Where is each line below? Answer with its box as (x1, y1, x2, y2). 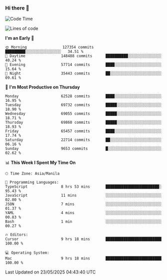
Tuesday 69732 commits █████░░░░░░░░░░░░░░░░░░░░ (5, 102, 162, 108)
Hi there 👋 (5, 4, 30, 11)
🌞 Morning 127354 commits (5, 45, 94, 50)
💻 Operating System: (5, 251, 50, 256)
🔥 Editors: (5, 232, 28, 238)
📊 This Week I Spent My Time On (5, 160, 76, 166)
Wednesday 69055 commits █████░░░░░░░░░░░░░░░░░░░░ (5, 111, 162, 116)
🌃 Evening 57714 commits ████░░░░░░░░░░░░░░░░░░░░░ (5, 62, 162, 67)
